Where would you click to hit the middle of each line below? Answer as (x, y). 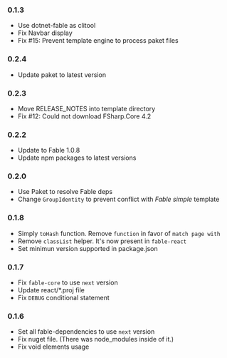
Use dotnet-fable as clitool (57, 26)
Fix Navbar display (45, 33)
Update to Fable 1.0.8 (49, 150)
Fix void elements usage (53, 347)
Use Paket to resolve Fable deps (65, 192)
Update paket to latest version (62, 75)
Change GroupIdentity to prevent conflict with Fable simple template (118, 199)
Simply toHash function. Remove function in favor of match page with (119, 233)
